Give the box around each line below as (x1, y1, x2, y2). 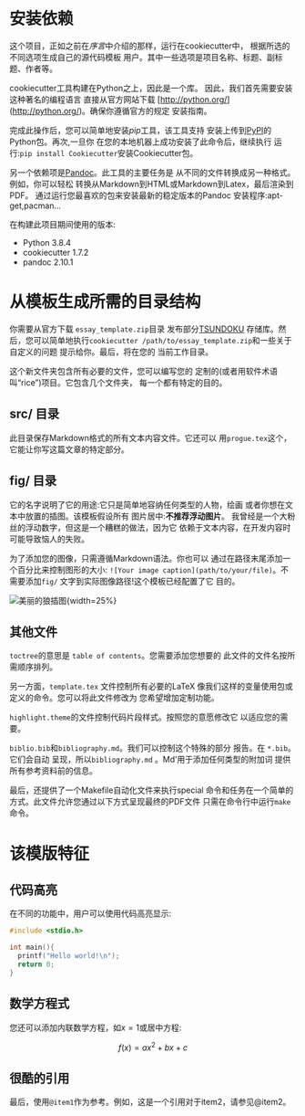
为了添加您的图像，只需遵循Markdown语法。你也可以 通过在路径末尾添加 (9, 553, 283, 563)
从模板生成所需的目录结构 (9, 291, 202, 312)
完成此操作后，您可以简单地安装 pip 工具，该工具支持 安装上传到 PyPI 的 (9, 124, 272, 135)
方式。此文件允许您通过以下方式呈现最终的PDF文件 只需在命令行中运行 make (9, 796, 291, 807)
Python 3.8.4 (22, 237, 71, 247)
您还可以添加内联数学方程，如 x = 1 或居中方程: (9, 1022, 182, 1033)
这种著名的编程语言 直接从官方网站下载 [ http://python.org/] (9, 93, 230, 105)
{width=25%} (66, 595, 117, 605)
